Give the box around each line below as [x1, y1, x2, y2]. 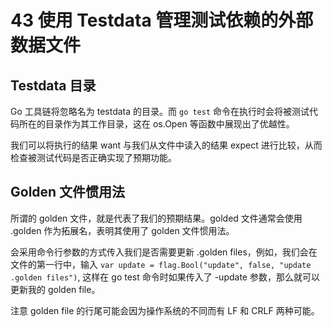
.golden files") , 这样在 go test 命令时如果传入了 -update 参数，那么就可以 [10, 271, 320, 283]
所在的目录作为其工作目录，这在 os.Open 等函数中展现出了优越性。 [18, 118, 295, 130]
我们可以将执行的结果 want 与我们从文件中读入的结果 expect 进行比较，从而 [10, 139, 323, 151]
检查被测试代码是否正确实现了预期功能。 [10, 152, 177, 163]
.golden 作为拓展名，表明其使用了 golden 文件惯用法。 [10, 224, 235, 236]
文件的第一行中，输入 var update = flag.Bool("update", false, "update [10, 258, 312, 270]
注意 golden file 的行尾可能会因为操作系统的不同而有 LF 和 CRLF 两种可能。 [10, 304, 320, 316]
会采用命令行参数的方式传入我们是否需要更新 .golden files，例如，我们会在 [10, 246, 318, 258]
